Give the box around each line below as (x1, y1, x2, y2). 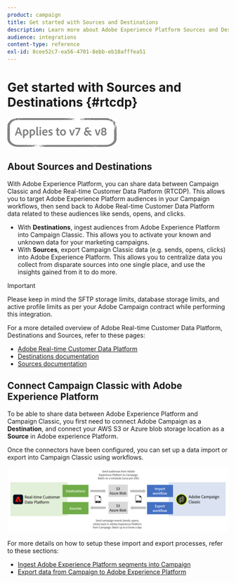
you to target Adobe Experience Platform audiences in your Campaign (7, 194, 210, 203)
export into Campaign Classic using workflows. (7, 453, 144, 461)
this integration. (7, 310, 53, 318)
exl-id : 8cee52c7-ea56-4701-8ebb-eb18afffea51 (7, 48, 146, 55)
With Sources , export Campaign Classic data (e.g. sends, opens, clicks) (17, 245, 226, 254)
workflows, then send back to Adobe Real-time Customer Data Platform (7, 202, 215, 210)
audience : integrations (7, 34, 77, 41)
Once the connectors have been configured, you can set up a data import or (7, 445, 228, 454)
